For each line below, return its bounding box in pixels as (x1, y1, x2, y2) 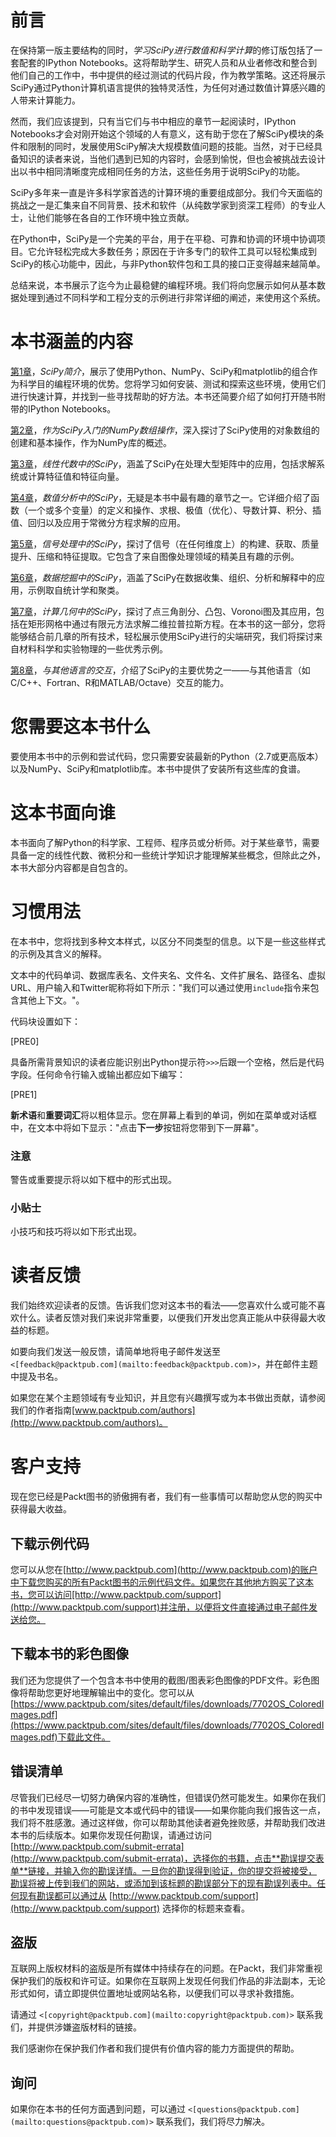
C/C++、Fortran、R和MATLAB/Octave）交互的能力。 (10, 676, 230, 688)
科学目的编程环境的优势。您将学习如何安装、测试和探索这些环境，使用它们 (18, 377, 326, 390)
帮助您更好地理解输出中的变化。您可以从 (27, 1686, 195, 1698)
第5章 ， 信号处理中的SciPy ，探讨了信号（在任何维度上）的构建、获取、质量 (10, 537, 320, 550)
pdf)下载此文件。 (40, 1731, 111, 1743)
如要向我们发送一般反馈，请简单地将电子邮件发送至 (10, 1346, 221, 1358)
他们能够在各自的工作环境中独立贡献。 (36, 211, 195, 223)
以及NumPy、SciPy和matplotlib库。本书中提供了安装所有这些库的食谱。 (10, 762, 307, 775)
